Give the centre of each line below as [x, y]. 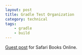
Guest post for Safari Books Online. [41, 47]
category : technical [27, 19]
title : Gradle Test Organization [40, 14]
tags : [11, 24]
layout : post [19, 10]
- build [22, 33]
